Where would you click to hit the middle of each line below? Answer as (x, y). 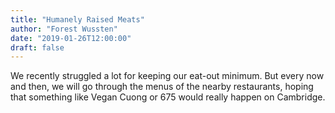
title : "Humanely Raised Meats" (77, 19)
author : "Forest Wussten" (64, 29)
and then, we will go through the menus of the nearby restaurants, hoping (162, 87)
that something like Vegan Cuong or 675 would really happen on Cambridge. (168, 97)
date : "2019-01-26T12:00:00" (71, 38)
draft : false (37, 47)
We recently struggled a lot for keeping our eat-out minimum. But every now (167, 76)
